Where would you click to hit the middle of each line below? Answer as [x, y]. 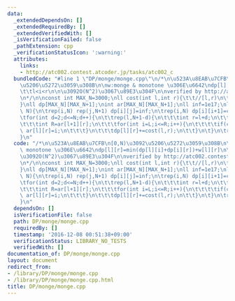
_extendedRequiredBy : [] [50, 27]
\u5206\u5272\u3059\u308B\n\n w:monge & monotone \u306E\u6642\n [115, 85]
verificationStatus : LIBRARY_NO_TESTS [70, 241]
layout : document [33, 260]
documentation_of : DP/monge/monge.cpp [64, 254]
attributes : [31, 59]
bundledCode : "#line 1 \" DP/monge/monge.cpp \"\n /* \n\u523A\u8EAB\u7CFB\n [123, 79]
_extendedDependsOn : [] [48, 20]
